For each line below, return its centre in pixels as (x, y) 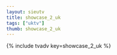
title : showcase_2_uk (34, 18)
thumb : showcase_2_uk (34, 29)
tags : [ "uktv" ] (25, 23)
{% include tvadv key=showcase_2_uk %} (59, 46)
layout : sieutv (25, 12)
